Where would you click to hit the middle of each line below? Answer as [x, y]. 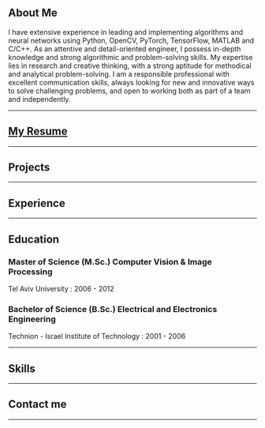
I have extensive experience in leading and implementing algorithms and [125, 32]
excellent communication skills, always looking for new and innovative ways [131, 82]
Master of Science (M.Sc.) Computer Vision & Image [110, 261]
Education [34, 239]
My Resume [38, 131]
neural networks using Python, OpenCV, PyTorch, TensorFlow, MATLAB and [131, 40]
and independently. [39, 99]
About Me [33, 13]
